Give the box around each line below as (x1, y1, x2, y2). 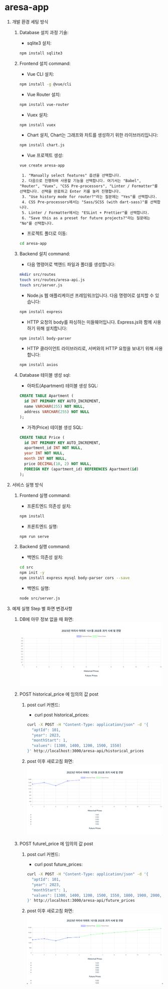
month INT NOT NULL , (24, 456, 67, 461)
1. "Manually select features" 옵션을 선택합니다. (22, 173, 121, 178)
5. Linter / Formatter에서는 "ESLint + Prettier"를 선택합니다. (22, 210, 150, 216)
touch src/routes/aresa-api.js (19, 277, 85, 282)
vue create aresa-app (19, 163, 65, 168)
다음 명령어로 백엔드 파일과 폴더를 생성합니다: (27, 261, 116, 267)
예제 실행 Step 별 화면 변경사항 (12, 605, 73, 611)
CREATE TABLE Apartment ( (19, 393, 74, 399)
